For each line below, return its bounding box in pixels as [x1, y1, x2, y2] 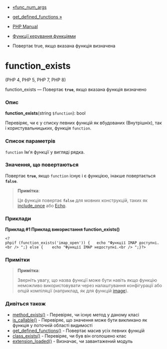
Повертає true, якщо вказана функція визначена [12, 43, 116, 49]
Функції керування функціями [12, 33, 76, 39]
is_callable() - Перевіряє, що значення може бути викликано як [12, 317, 148, 323]
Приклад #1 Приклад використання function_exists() [5, 226, 120, 232]
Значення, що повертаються [5, 162, 79, 169]
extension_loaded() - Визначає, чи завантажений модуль [12, 338, 133, 344]
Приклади [5, 215, 31, 222]
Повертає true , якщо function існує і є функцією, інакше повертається [5, 173, 156, 178]
